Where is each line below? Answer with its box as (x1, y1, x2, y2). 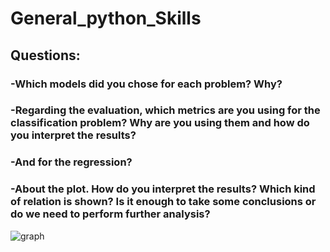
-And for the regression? (10, 155, 133, 169)
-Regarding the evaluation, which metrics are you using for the (10, 103, 321, 117)
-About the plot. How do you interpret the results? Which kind (10, 182, 316, 196)
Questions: (10, 47, 81, 64)
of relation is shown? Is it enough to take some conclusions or (10, 195, 317, 209)
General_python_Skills (10, 7, 202, 30)
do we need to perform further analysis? (10, 207, 211, 221)
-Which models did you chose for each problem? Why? (10, 77, 283, 91)
